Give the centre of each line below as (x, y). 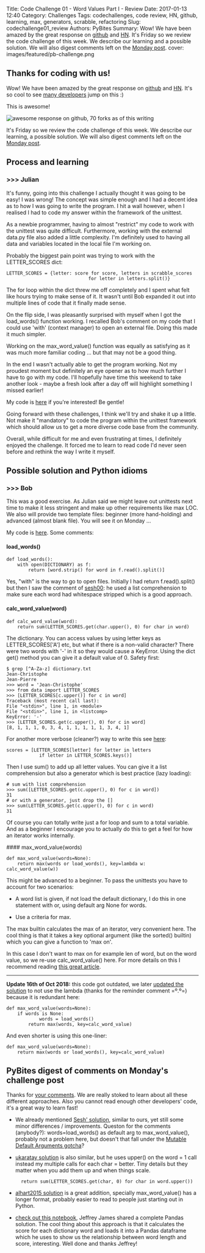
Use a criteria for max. (43, 917)
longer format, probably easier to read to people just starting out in (99, 1199)
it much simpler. (27, 334)
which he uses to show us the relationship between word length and (101, 1237)
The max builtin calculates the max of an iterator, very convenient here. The (101, 929)
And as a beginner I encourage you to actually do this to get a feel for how (99, 829)
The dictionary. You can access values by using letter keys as (84, 638)
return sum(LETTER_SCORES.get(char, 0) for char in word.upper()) (107, 1182)
